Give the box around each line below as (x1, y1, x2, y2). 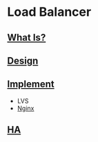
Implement (7, 79, 55, 90)
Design (7, 54, 39, 66)
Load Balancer (7, 4, 92, 20)
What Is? (7, 32, 46, 43)
